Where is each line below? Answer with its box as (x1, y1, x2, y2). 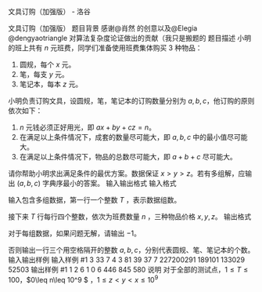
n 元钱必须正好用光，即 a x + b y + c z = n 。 (19, 122, 156, 132)
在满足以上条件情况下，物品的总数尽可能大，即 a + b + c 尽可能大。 (19, 152, 237, 161)
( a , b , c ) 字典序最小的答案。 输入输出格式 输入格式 (16, 179, 177, 188)
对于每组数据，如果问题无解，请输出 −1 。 (8, 228, 141, 238)
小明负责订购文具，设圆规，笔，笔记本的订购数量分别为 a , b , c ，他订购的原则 (8, 97, 255, 105)
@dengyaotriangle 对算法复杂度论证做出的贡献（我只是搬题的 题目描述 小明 (8, 34, 252, 42)
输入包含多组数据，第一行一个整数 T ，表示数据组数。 (8, 195, 181, 204)
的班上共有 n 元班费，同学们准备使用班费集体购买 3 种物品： (8, 43, 203, 53)
